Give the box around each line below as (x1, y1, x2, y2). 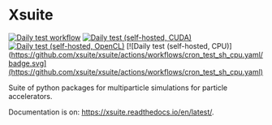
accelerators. (8, 91, 53, 101)
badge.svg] (8, 58, 47, 68)
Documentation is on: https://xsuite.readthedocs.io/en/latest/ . (8, 107, 214, 117)
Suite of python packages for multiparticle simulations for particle (8, 83, 228, 93)
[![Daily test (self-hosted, (126, 41, 210, 50)
